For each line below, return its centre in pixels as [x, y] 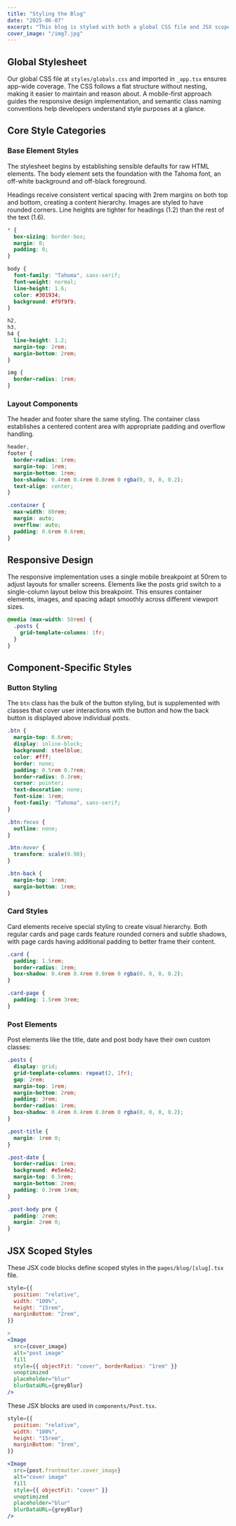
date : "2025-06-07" [36, 20]
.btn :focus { [26, 822]
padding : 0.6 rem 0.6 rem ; [50, 532]
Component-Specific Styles [70, 668]
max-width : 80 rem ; [41, 512]
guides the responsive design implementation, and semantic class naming [114, 101]
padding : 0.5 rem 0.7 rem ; [50, 770]
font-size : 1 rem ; [39, 796]
